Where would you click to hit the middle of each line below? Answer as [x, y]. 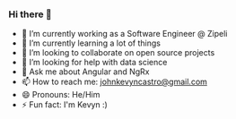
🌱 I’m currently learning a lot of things [91, 43]
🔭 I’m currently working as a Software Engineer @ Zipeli [124, 34]
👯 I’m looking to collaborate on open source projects [118, 53]
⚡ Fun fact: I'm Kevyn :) [65, 105]
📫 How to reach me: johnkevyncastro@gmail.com [114, 82]
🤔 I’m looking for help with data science [94, 63]
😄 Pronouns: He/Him [61, 95]
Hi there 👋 [31, 14]
